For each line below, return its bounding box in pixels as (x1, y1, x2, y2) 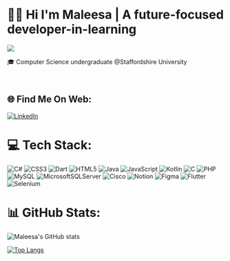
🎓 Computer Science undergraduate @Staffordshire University (7, 57, 187, 65)
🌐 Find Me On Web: (7, 94, 92, 105)
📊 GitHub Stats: (7, 205, 101, 220)
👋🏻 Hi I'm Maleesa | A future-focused (7, 7, 224, 23)
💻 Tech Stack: (7, 137, 92, 153)
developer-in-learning (7, 21, 137, 37)
